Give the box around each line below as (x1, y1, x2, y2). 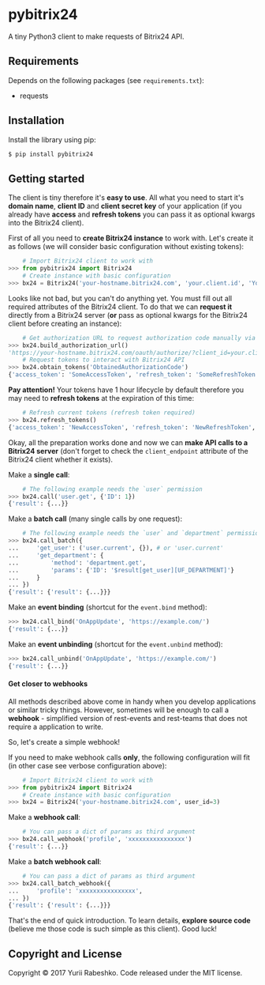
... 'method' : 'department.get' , (8, 559, 147, 567)
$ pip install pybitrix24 (8, 150, 93, 158)
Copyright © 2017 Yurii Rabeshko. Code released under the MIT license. (8, 968, 243, 978)
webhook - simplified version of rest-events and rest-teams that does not (8, 713, 248, 723)
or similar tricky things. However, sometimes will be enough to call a (8, 705, 230, 715)
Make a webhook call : (8, 813, 81, 822)
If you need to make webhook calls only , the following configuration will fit (8, 753, 251, 762)
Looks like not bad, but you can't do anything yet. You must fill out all (8, 293, 233, 303)
